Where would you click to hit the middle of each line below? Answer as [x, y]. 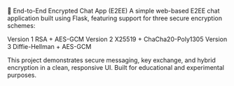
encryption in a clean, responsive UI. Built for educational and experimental [116, 67]
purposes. [22, 75]
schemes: [21, 26]
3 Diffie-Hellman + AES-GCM [49, 46]
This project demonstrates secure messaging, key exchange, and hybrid [111, 60]
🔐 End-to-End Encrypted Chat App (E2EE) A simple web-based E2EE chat [113, 11]
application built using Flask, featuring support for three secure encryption [115, 18]
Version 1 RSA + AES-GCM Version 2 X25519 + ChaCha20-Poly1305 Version [117, 39]
